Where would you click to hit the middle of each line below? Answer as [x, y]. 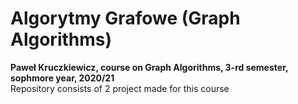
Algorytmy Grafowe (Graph [125, 18]
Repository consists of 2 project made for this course [120, 88]
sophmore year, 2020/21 [62, 78]
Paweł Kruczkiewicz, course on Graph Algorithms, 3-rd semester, [149, 67]
